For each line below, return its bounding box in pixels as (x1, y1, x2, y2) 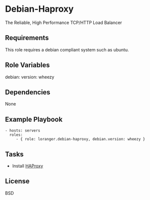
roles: (9, 133, 23, 137)
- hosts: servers (5, 128, 41, 133)
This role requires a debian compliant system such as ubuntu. (5, 46, 129, 52)
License (5, 177, 30, 185)
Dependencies (5, 88, 50, 96)
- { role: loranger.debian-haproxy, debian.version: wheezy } (16, 137, 146, 142)
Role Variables (5, 61, 50, 69)
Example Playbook (5, 115, 63, 123)
